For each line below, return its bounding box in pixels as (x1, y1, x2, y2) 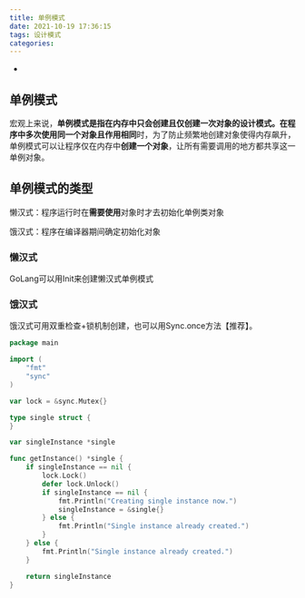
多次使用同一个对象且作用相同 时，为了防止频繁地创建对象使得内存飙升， (25, 129, 296, 141)
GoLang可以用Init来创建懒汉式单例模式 (9, 273, 154, 284)
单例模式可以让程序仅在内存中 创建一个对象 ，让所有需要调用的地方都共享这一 (9, 141, 296, 152)
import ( (9, 355, 43, 364)
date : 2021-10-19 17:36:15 (9, 22, 112, 31)
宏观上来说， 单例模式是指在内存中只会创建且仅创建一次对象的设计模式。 (9, 118, 280, 129)
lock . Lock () (42, 471, 88, 481)
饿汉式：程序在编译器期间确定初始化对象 (9, 226, 161, 237)
